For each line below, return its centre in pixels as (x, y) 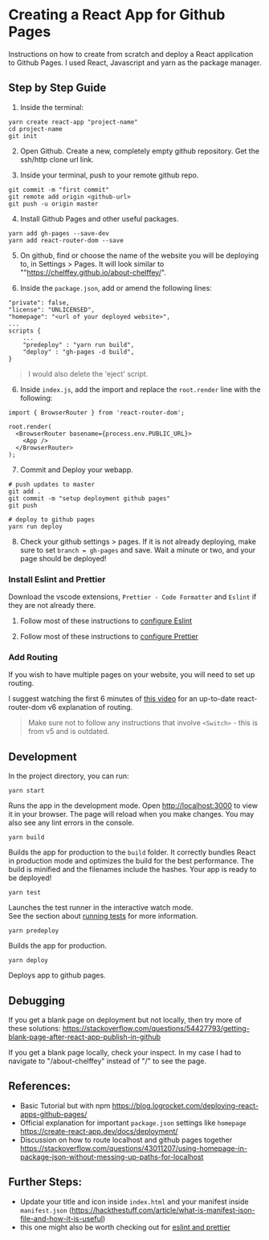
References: (39, 1086)
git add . (25, 492)
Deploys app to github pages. (57, 975)
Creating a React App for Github (117, 15)
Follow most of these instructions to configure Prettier (109, 637)
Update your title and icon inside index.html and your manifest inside (134, 1201)
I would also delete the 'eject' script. (88, 373)
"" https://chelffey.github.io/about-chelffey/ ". (93, 272)
